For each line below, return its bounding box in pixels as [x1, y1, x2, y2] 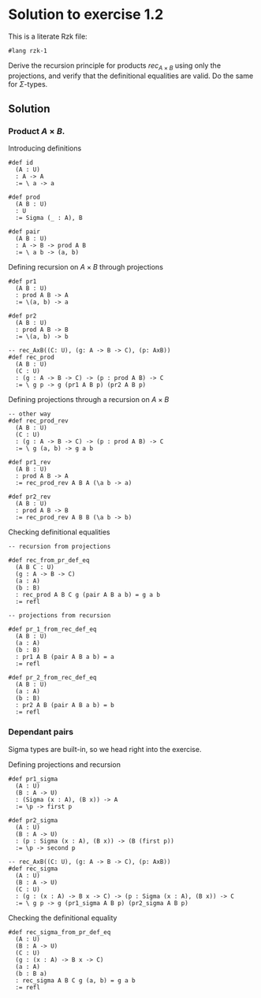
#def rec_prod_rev [8, 417, 69, 425]
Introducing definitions [8, 143, 82, 153]
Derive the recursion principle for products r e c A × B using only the [8, 61, 222, 72]
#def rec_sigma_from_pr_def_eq [8, 928, 111, 936]
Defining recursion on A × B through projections [8, 263, 164, 272]
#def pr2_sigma [8, 816, 58, 825]
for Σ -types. [8, 79, 48, 88]
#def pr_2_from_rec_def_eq [8, 674, 97, 682]
